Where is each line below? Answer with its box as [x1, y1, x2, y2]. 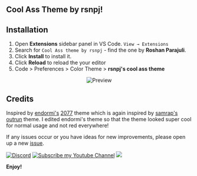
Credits [6, 94, 34, 104]
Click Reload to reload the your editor [14, 59, 106, 67]
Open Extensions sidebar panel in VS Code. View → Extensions [14, 41, 169, 48]
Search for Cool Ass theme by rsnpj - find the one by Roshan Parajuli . [14, 47, 186, 54]
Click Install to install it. [14, 53, 72, 60]
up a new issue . [6, 140, 44, 147]
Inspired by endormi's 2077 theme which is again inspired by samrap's [6, 109, 178, 117]
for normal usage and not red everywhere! [6, 122, 109, 129]
